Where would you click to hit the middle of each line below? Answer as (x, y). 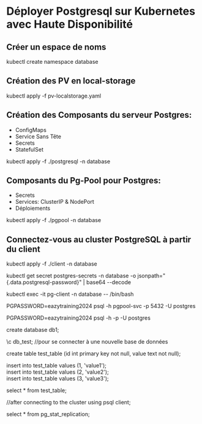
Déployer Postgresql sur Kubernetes (101, 11)
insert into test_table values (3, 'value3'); (58, 379)
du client (24, 249)
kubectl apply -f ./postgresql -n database (58, 161)
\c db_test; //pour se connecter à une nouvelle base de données (87, 342)
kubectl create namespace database (53, 62)
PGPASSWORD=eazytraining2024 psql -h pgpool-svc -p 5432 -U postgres (101, 306)
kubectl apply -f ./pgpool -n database (54, 220)
